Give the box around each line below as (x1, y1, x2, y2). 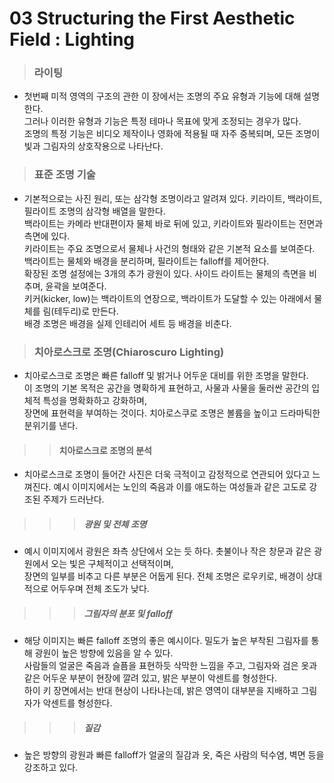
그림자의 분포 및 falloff (83, 607, 173, 619)
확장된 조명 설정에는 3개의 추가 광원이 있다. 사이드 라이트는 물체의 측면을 (23, 267, 307, 279)
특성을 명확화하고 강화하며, (42, 395, 147, 407)
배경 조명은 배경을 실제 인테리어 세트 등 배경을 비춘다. (23, 317, 232, 329)
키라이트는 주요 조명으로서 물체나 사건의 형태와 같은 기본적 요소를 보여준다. (23, 242, 316, 254)
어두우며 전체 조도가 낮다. (50, 583, 150, 595)
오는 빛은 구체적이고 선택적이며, (50, 558, 174, 570)
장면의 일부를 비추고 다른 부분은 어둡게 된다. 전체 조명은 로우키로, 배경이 (23, 570, 304, 582)
